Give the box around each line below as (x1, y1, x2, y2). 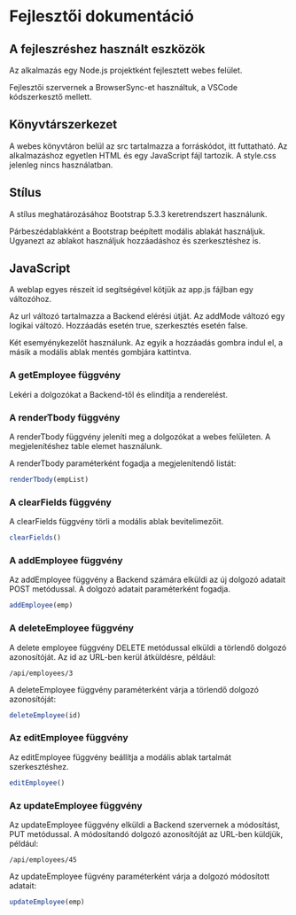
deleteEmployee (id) (9, 710, 82, 719)
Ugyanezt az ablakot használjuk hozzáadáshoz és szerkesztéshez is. (9, 235, 261, 245)
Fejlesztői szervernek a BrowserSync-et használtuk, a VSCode (9, 82, 238, 92)
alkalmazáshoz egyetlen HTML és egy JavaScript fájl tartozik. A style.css (9, 150, 277, 160)
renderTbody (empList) (9, 476, 90, 485)
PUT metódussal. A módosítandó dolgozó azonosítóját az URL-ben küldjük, (9, 828, 284, 839)
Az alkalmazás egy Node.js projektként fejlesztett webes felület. (9, 65, 243, 75)
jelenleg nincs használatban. (9, 159, 113, 170)
